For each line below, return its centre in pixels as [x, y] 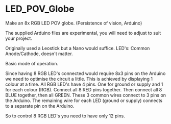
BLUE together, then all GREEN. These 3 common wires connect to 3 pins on [86, 95]
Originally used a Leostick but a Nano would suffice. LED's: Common [78, 48]
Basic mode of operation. [32, 63]
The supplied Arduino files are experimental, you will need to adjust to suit [83, 33]
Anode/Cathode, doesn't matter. [39, 54]
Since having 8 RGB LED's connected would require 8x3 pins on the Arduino [86, 73]
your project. [19, 38]
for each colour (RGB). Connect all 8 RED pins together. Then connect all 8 [84, 89]
